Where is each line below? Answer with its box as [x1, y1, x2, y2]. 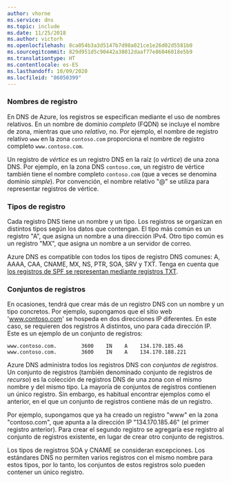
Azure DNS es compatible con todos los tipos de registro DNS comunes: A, [7, 252, 221, 260]
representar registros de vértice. [7, 184, 99, 193]
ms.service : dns [7, 17, 54, 23]
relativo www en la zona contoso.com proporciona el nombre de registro [7, 134, 205, 143]
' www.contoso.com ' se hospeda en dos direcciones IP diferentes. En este [7, 315, 217, 323]
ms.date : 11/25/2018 [7, 29, 67, 37]
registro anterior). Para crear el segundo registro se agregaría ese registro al [7, 425, 224, 434]
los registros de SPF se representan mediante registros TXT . [7, 267, 179, 276]
